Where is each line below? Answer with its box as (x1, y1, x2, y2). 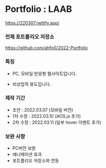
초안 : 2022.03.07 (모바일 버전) (12, 107, 73, 113)
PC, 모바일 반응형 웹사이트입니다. (12, 71, 77, 77)
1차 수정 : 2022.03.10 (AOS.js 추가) (12, 113, 81, 119)
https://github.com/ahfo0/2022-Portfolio (5, 45, 88, 51)
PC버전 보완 (12, 145, 36, 151)
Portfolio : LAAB (5, 3, 72, 15)
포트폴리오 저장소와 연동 (12, 158, 59, 164)
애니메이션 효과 (12, 152, 42, 158)
